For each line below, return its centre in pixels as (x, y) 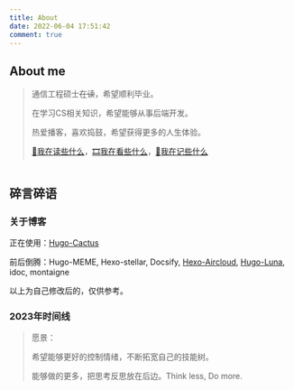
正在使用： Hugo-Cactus (54, 242)
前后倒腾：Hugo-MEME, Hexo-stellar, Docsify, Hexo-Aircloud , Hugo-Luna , (147, 262)
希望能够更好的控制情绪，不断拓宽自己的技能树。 (122, 357)
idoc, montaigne (40, 272)
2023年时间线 (40, 316)
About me (37, 71)
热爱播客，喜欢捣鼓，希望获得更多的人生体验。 (118, 133)
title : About (34, 18)
